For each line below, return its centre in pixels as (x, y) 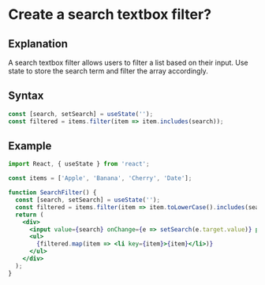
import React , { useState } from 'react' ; (79, 164)
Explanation (38, 44)
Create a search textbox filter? (110, 15)
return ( (30, 215)
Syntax (26, 96)
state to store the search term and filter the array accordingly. (108, 71)
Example (30, 146)
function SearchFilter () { (52, 193)
